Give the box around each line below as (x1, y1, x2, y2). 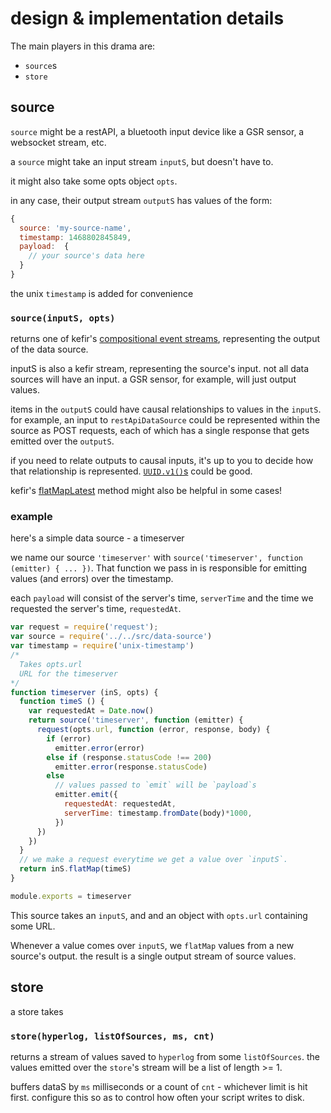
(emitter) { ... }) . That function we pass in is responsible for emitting (10, 562, 308, 574)
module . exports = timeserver (10, 891, 132, 901)
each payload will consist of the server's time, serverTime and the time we (10, 592, 314, 604)
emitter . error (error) (54, 743, 145, 753)
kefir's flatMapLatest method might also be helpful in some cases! (10, 485, 283, 497)
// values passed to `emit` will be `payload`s (54, 780, 257, 791)
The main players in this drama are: (10, 40, 156, 52)
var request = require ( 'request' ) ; (10, 622, 159, 632)
